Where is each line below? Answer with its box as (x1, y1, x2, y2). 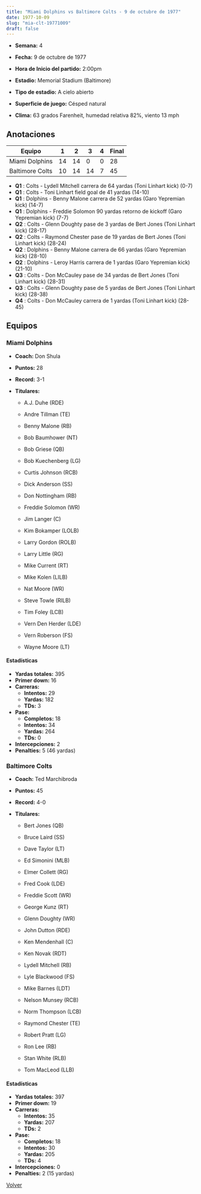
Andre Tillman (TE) (23, 411, 71, 418)
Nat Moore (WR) (23, 585, 65, 592)
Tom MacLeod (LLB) (23, 1066, 74, 1073)
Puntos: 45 (14, 787, 43, 794)
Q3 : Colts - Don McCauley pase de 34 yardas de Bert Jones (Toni (14, 271, 179, 279)
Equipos (6, 321, 38, 331)
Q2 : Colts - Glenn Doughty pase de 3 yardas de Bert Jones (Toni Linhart (14, 220, 196, 228)
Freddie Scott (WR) (23, 892, 71, 899)
